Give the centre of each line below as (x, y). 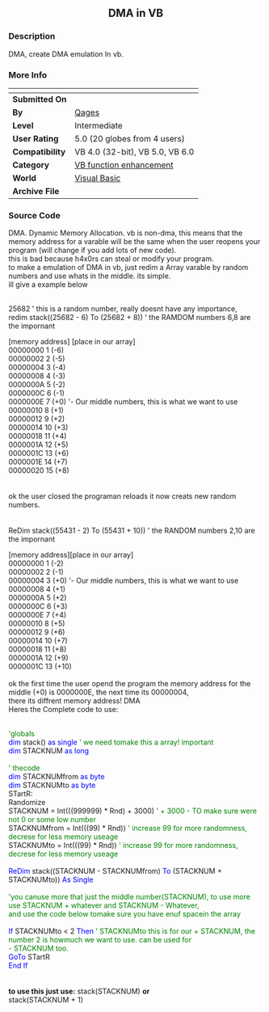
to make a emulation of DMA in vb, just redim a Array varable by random (128, 268)
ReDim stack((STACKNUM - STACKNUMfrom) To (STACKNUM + (115, 871)
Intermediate (99, 125)
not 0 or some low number (53, 820)
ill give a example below (48, 285)
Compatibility (39, 151)
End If (18, 966)
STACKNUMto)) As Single (51, 879)
